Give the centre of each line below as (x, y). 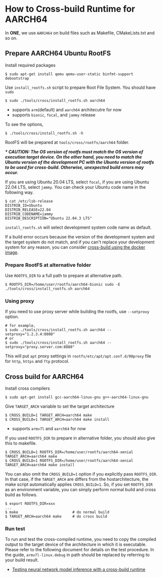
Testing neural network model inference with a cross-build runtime (79, 570)
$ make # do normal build (57, 512)
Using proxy (20, 301)
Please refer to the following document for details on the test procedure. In (80, 550)
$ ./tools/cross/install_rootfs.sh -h (44, 133)
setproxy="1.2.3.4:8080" (30, 334)
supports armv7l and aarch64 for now (49, 429)
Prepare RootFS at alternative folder (48, 265)
